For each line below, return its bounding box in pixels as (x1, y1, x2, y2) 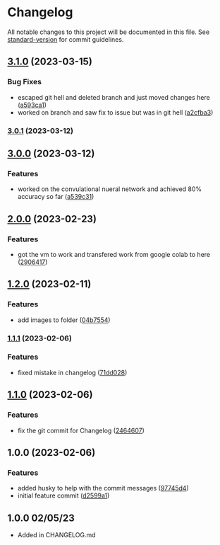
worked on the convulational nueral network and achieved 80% (17, 185, 202, 193)
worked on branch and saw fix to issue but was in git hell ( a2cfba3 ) (17, 108, 214, 117)
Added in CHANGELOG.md (17, 531, 97, 539)
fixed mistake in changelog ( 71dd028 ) (17, 368, 128, 377)
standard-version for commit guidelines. (7, 35, 124, 43)
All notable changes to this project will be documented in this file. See (7, 28, 210, 36)
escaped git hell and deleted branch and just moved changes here (17, 93, 210, 101)
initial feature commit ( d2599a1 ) (17, 491, 110, 500)
